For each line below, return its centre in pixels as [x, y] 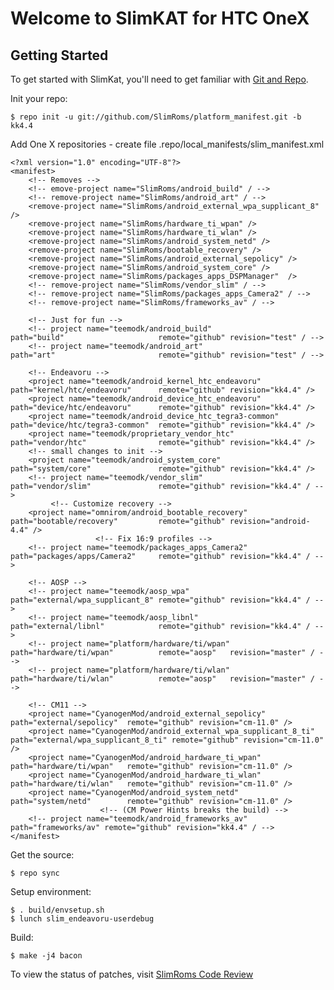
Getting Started [59, 55]
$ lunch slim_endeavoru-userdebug [82, 919]
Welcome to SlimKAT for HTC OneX [160, 18]
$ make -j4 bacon [46, 956]
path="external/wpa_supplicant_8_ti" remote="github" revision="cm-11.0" [167, 740]
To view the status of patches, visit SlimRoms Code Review [132, 974]
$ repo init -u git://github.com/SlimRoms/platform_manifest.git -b [156, 117]
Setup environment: [51, 891]
